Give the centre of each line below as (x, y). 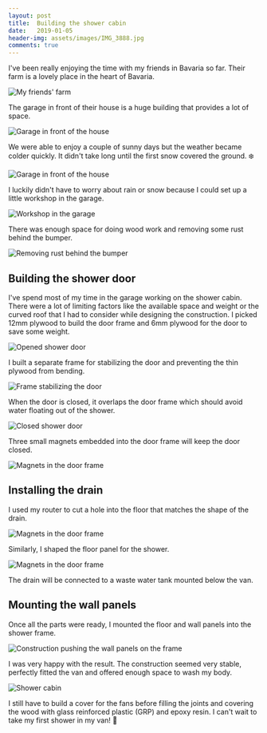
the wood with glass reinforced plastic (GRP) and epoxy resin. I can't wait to (133, 711)
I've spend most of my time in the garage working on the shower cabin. (125, 297)
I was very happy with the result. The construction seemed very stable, (125, 664)
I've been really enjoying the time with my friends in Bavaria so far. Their (127, 68)
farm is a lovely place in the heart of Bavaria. (82, 77)
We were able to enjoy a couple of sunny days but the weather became (125, 147)
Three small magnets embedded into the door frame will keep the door (124, 441)
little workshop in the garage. (56, 198)
